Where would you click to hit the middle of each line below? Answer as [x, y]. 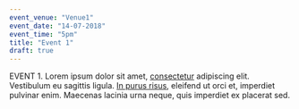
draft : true [31, 51]
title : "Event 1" [42, 42]
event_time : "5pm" [43, 34]
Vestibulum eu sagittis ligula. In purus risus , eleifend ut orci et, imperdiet [142, 86]
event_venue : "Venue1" [51, 17]
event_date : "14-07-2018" [57, 26]
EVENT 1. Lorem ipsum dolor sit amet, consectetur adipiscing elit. [130, 76]
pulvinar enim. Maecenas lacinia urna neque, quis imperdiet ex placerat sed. [150, 96]
